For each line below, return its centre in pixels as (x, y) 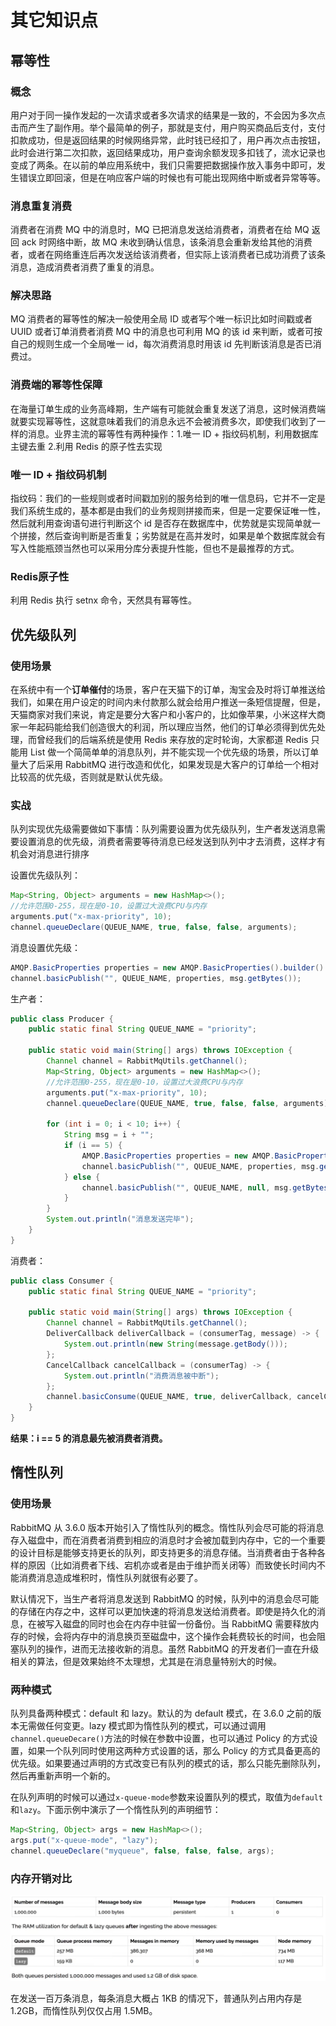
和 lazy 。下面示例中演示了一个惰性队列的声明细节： (116, 1810)
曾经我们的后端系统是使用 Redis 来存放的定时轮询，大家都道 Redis (172, 740)
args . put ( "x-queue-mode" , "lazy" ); (84, 1840)
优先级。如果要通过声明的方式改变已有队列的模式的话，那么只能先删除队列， (168, 1763)
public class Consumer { (62, 1281)
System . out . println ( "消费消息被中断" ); (141, 1376)
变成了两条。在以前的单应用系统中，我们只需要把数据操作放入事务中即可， (163, 165)
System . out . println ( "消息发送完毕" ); (120, 1219)
